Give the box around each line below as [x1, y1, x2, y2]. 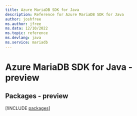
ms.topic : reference [5, 30, 48, 35]
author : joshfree [5, 16, 41, 21]
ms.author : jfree [5, 21, 41, 26]
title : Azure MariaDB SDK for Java [5, 7, 79, 12]
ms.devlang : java [5, 35, 41, 40]
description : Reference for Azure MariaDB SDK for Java [5, 12, 124, 17]
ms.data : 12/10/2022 [5, 26, 48, 31]
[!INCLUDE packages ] [5, 105, 50, 111]
